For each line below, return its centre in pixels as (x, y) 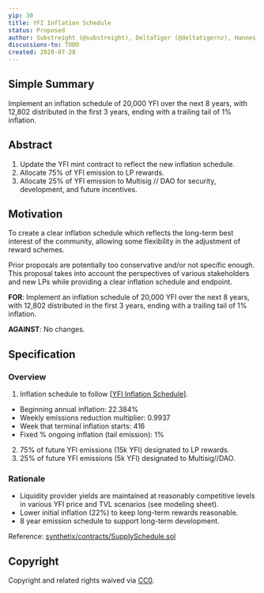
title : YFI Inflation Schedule (60, 23)
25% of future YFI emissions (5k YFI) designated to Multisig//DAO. (127, 459)
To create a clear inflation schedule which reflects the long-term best (121, 233)
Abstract (30, 145)
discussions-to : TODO (44, 45)
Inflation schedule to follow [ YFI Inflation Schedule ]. (104, 394)
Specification (42, 354)
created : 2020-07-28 (42, 52)
